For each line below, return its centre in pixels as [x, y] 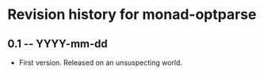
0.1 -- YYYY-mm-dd [57, 44]
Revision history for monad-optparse [132, 15]
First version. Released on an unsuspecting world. [101, 62]
